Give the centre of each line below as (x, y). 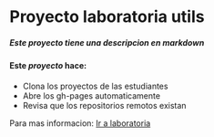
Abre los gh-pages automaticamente (92, 95)
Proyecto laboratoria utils (107, 17)
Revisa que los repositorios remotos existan (104, 105)
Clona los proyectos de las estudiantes (95, 86)
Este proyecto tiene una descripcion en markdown (107, 42)
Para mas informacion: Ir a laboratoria (80, 123)
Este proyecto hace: (48, 66)
